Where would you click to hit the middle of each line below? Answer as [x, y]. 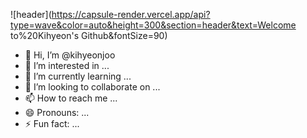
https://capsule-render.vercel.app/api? [131, 14]
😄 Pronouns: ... [57, 112]
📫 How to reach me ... [71, 98]
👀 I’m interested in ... [67, 65]
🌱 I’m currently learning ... [78, 76]
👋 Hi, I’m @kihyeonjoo [70, 55]
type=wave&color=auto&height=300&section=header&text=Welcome [153, 25]
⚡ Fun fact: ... [52, 123]
